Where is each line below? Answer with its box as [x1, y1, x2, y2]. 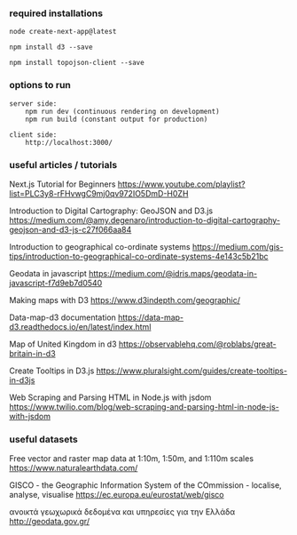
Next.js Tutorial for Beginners [9, 179, 116, 189]
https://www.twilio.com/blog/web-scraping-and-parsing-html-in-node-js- [9, 401, 279, 411]
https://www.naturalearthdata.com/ [9, 463, 138, 474]
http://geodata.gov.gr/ [9, 516, 90, 527]
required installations [9, 7, 104, 20]
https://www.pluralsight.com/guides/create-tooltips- [96, 365, 288, 376]
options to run [9, 79, 71, 92]
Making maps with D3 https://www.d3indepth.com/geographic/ [9, 294, 241, 305]
